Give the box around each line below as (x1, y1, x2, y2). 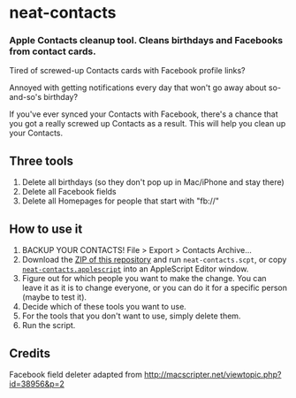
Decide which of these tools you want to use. (21, 302, 187, 312)
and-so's (9, 92, 42, 103)
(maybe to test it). (21, 292, 87, 302)
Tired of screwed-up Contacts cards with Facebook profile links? (9, 65, 246, 76)
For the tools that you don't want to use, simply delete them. (21, 310, 241, 321)
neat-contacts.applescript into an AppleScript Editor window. (21, 264, 249, 274)
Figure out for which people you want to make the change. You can (21, 273, 267, 284)
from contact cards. (9, 45, 96, 57)
